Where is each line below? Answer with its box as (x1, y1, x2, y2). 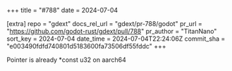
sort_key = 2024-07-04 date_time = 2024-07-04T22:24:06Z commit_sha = (6, 34, 226, 43)
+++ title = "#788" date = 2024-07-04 (6, 6, 118, 14)
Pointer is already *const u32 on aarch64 (6, 56, 126, 64)
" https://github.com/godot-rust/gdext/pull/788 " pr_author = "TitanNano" (6, 27, 217, 35)
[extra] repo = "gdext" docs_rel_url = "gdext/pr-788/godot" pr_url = (6, 20, 202, 27)
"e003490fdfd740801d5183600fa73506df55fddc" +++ (6, 42, 166, 50)
